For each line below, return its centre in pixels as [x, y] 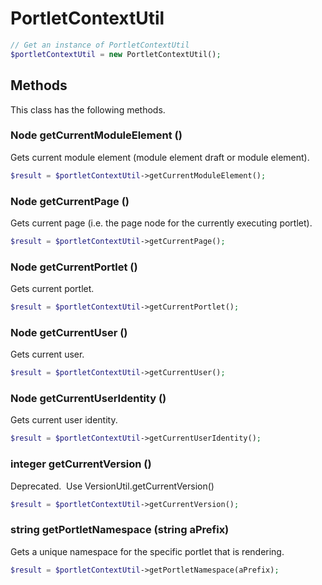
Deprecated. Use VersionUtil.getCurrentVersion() [112, 486]
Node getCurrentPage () [70, 201]
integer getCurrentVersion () [81, 464]
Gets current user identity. [64, 420]
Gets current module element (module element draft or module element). [160, 157]
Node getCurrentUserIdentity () [88, 399]
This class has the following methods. [88, 109]
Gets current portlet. [52, 289]
